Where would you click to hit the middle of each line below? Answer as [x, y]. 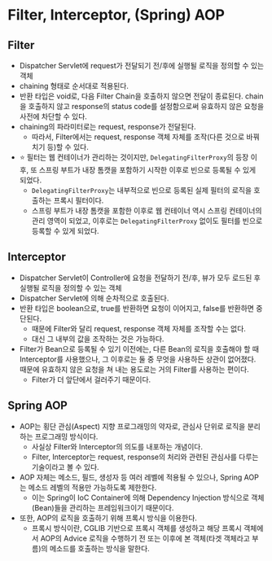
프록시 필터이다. [79, 200]
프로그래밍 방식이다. [66, 436]
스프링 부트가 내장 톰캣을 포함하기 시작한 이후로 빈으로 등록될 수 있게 [147, 170]
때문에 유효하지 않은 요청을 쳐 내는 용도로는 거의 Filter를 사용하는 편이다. [134, 369]
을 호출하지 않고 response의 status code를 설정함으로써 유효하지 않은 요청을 [142, 106]
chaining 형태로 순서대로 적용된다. [74, 86]
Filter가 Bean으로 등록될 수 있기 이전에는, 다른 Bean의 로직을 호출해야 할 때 [139, 348]
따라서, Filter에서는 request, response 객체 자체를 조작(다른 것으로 [138, 137]
